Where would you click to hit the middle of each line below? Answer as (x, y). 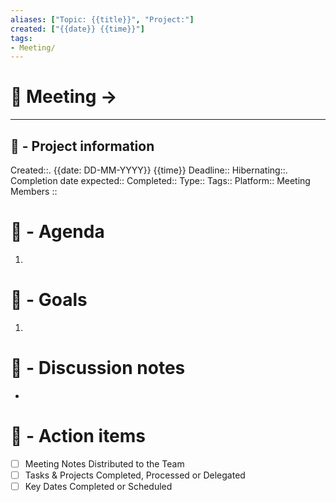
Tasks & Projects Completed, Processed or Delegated (135, 475)
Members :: (34, 191)
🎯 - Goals (49, 300)
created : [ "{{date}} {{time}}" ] (77, 29)
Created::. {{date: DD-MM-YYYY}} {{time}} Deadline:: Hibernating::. (149, 170)
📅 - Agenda (57, 232)
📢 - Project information (82, 146)
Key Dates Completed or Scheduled (98, 486)
